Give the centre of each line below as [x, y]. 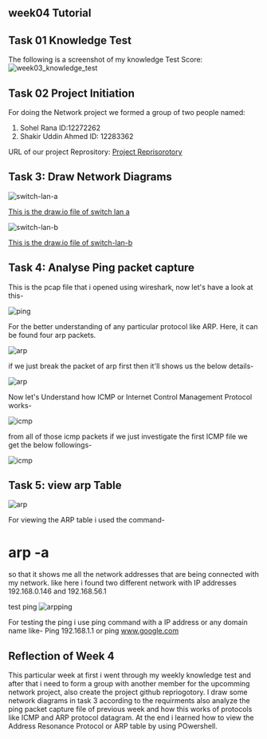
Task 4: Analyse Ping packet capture [102, 268]
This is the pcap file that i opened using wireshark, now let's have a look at [131, 287]
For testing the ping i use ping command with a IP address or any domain [128, 622]
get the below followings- [50, 445]
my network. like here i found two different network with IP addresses [122, 583]
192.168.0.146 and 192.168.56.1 [57, 591]
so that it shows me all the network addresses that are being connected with [133, 574]
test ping [23, 607]
